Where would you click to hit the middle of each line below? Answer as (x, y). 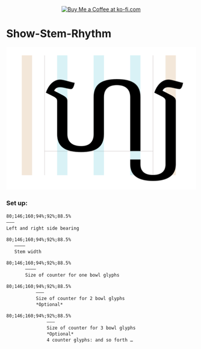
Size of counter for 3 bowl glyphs (91, 328)
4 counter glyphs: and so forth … (90, 340)
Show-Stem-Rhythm (59, 34)
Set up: (17, 203)
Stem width (28, 252)
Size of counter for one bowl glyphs (72, 275)
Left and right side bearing (43, 229)
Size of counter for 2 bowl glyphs (80, 299)
